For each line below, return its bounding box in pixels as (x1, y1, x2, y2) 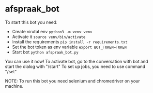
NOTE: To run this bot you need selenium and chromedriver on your (5, 78, 140, 84)
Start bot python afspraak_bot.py (12, 49, 79, 55)
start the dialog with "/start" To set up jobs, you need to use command (5, 64, 145, 69)
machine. (5, 83, 24, 89)
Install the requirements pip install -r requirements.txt (12, 39, 128, 44)
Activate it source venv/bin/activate (12, 34, 86, 40)
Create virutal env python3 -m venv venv (12, 28, 92, 34)
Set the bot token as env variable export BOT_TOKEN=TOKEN (12, 44, 127, 50)
